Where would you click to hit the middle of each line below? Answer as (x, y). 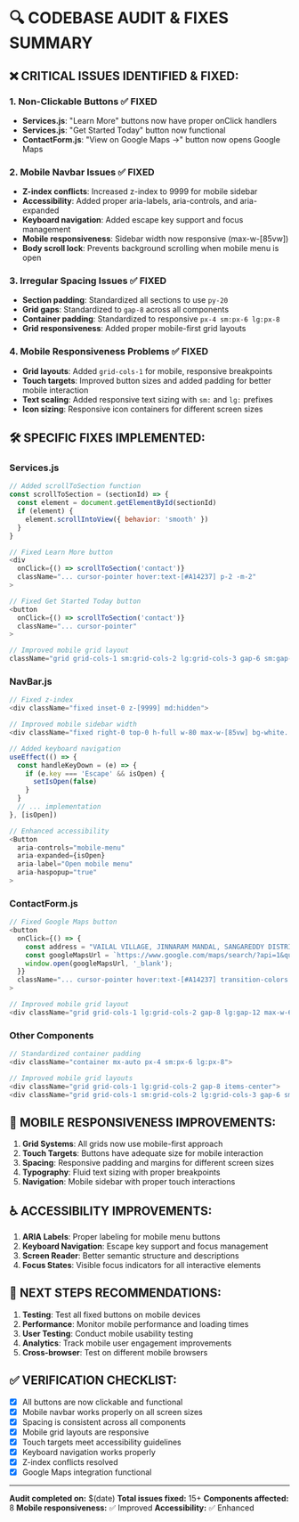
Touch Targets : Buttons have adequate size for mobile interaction (143, 1153)
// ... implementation (59, 807)
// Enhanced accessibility (59, 831)
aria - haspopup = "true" (57, 873)
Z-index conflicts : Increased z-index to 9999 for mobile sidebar (140, 191)
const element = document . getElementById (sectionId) (117, 503)
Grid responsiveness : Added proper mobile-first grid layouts (134, 329)
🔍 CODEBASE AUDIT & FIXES (119, 18)
